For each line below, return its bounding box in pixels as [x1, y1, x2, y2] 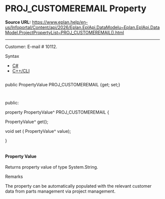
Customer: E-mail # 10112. [5, 44, 57, 50]
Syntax [5, 53, 20, 59]
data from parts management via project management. [5, 188, 116, 194]
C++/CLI [12, 68, 30, 74]
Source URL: [5, 19, 31, 25]
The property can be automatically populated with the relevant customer [5, 183, 152, 189]
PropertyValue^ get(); [5, 119, 49, 124]
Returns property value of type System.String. [5, 164, 98, 170]
